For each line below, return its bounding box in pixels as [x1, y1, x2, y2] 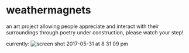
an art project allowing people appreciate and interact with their [6, 23, 159, 30]
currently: [6, 40, 30, 47]
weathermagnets [6, 3, 92, 17]
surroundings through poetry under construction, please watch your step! [6, 29, 184, 36]
